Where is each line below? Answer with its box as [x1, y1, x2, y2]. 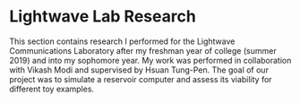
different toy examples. [9, 83, 95, 94]
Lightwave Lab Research [9, 6, 197, 27]
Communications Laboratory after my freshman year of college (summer [9, 45, 277, 56]
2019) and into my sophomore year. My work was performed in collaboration [9, 55, 292, 65]
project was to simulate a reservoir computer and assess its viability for [9, 73, 272, 84]
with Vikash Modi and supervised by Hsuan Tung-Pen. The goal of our [9, 64, 269, 75]
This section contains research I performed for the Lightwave [9, 36, 236, 47]
